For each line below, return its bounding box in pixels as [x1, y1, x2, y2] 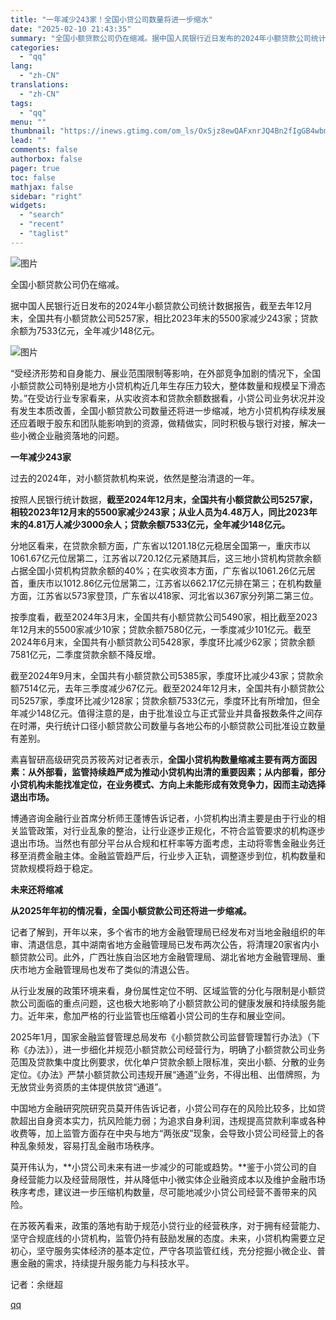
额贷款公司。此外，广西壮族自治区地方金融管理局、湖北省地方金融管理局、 [10, 951, 317, 963]
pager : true [10, 163, 60, 173]
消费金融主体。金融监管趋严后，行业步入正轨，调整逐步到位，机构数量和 [27, 849, 326, 861]
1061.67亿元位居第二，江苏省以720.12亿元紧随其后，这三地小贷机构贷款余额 [10, 552, 322, 564]
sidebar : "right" [10, 191, 83, 201]
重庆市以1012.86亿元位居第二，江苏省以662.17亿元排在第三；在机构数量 [27, 577, 323, 589]
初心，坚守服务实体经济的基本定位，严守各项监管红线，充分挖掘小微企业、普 [10, 1244, 326, 1256]
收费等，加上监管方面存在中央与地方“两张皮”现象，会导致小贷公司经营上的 [10, 1127, 317, 1139]
